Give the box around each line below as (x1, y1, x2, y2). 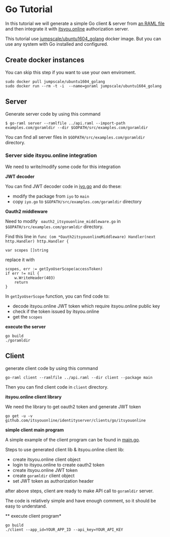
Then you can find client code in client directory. (5, 384, 109, 390)
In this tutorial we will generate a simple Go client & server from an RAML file (5, 20, 165, 26)
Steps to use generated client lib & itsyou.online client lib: (5, 446, 124, 453)
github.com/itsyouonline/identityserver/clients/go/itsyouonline (5, 418, 146, 423)
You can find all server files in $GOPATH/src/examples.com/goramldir (5, 134, 145, 140)
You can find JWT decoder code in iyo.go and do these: (5, 183, 122, 189)
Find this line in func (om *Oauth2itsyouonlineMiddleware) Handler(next (5, 233, 156, 239)
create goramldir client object (12, 472, 75, 479)
